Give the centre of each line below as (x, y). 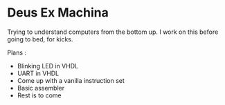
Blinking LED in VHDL (47, 66)
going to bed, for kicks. (40, 39)
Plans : (17, 52)
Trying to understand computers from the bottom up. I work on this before (113, 32)
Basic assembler (40, 88)
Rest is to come (39, 95)
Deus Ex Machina (58, 13)
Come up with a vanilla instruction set (71, 80)
